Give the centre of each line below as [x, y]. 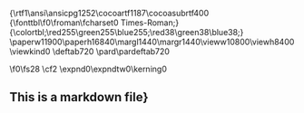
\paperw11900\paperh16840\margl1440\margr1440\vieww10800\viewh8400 [152, 42]
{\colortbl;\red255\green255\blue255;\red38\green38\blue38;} [127, 32]
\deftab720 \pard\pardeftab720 [111, 52]
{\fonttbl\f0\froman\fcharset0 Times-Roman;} [94, 23]
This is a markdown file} [79, 97]
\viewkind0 [30, 52]
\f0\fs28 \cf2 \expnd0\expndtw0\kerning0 [88, 69]
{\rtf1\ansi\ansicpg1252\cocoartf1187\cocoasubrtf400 [109, 13]
